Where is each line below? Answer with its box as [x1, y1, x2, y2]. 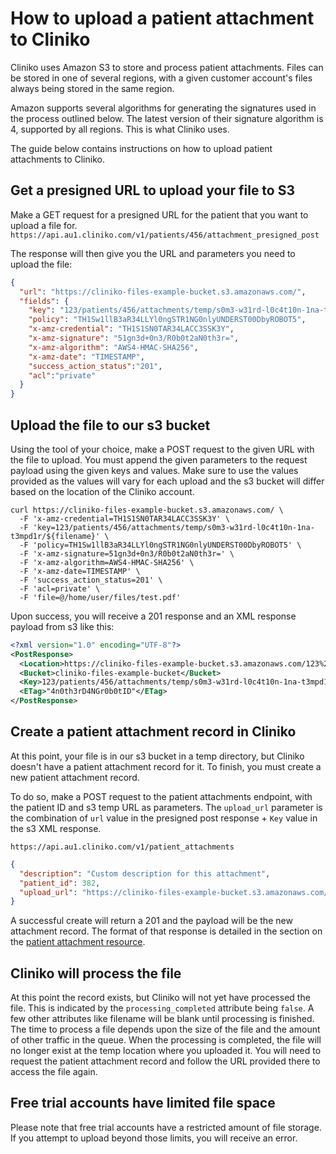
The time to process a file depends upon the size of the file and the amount [10, 1023, 321, 1036]
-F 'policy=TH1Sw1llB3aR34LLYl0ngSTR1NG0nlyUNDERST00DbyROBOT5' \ [19, 540, 302, 550]
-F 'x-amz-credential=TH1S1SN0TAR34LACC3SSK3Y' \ [19, 513, 230, 524]
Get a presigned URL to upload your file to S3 [10, 182, 296, 199]
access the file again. [10, 1066, 98, 1078]
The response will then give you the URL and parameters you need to [10, 247, 296, 259]
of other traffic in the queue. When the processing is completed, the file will [10, 1034, 322, 1046]
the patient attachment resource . [10, 936, 146, 948]
